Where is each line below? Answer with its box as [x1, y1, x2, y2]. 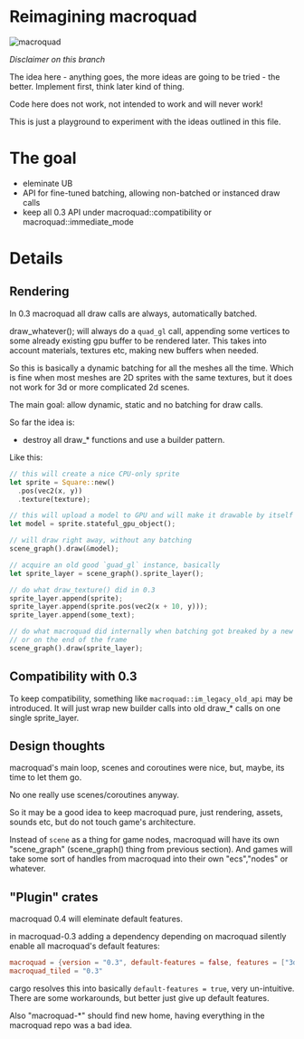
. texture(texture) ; [17, 495, 91, 504]
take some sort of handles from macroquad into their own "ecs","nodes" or [9, 853, 289, 864]
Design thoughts [9, 738, 106, 754]
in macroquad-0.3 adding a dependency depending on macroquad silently [9, 931, 287, 942]
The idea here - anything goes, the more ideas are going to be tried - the [9, 71, 280, 82]
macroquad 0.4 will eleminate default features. [9, 913, 184, 925]
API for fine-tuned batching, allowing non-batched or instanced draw [22, 188, 280, 198]
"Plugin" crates [9, 890, 99, 905]
